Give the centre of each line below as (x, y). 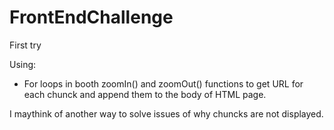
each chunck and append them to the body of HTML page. (145, 94)
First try (25, 45)
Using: (23, 64)
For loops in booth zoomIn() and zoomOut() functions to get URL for (163, 83)
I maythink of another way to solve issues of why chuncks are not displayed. (166, 113)
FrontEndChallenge (91, 17)
